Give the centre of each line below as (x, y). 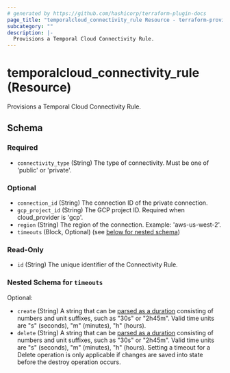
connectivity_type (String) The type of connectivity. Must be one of (113, 163)
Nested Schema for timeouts (55, 282)
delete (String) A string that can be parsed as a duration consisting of (115, 332)
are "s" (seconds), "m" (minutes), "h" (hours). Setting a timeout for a (114, 347)
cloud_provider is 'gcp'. (50, 218)
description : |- (30, 33)
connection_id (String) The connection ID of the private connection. (112, 203)
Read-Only (26, 249)
